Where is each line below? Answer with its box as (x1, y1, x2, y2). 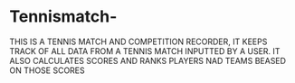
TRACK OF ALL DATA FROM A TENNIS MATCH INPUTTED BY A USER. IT (9, 45, 281, 56)
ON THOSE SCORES (9, 65, 85, 76)
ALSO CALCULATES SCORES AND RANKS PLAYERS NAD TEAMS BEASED (9, 55, 287, 66)
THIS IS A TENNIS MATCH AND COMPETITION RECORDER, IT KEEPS (9, 36, 268, 47)
